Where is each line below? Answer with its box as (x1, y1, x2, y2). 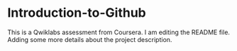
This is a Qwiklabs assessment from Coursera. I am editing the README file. (7, 28, 231, 36)
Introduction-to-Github (7, 5, 147, 21)
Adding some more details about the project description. (7, 35, 172, 43)
